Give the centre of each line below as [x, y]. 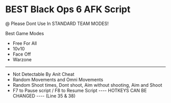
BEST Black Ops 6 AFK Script [68, 9]
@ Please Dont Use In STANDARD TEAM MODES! [57, 23]
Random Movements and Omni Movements [58, 80]
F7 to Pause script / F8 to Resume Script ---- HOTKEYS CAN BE [80, 90]
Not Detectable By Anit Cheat [44, 74]
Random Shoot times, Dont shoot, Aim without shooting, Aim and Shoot [87, 85]
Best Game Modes [25, 33]
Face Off [22, 54]
